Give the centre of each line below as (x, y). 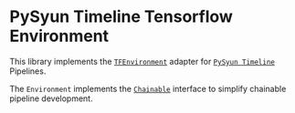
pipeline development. (51, 98)
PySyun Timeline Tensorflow (121, 17)
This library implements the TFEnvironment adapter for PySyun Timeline (142, 61)
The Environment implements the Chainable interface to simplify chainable (148, 88)
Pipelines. (28, 71)
